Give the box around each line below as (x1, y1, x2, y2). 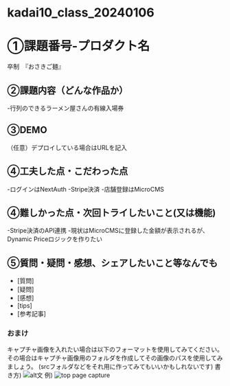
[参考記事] (16, 310, 47, 318)
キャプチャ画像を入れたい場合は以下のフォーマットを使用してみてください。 (7, 345, 224, 354)
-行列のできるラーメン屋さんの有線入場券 (7, 104, 124, 112)
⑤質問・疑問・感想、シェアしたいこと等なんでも (7, 257, 218, 269)
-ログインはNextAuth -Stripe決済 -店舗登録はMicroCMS (7, 185, 165, 193)
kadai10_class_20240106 (7, 5, 154, 21)
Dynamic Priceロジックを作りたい (7, 235, 103, 243)
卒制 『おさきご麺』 (7, 63, 65, 71)
